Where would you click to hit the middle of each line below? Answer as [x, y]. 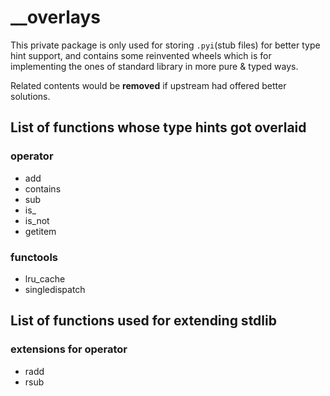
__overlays [56, 17]
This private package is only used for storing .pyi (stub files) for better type [165, 45]
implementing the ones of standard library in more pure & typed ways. [154, 66]
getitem [40, 231]
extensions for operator [69, 349]
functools [34, 257]
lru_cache [45, 278]
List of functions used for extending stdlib [143, 321]
